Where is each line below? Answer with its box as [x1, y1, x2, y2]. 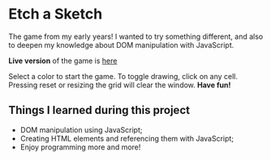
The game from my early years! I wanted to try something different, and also [8, 32, 264, 41]
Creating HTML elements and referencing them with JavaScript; [19, 133, 234, 143]
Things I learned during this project [8, 103, 191, 117]
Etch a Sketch [8, 5, 103, 23]
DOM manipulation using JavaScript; [19, 124, 143, 134]
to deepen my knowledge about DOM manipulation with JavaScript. [8, 40, 234, 49]
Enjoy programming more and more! [19, 142, 141, 152]
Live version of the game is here [8, 56, 118, 65]
